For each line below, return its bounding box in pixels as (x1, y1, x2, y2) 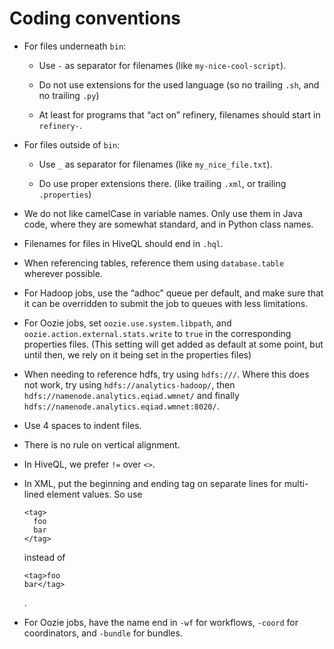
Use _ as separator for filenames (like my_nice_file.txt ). (38, 158, 273, 170)
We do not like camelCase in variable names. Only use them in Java (23, 207, 303, 219)
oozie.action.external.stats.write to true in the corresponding (23, 327, 292, 339)
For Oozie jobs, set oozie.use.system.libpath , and (23, 317, 232, 329)
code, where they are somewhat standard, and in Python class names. (23, 218, 314, 230)
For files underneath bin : (23, 40, 127, 52)
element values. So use (46, 488, 143, 500)
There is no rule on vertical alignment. (23, 438, 181, 451)
